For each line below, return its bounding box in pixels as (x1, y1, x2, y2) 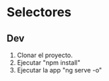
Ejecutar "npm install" (16, 58, 81, 67)
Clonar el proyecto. (16, 51, 73, 59)
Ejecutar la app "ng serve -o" (16, 66, 103, 74)
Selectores (6, 4, 71, 20)
